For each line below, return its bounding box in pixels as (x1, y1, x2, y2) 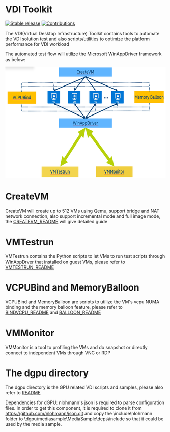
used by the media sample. (5, 421, 62, 427)
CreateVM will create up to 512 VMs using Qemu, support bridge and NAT (5, 208, 160, 214)
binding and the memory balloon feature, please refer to (5, 304, 123, 310)
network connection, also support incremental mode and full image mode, (5, 213, 160, 219)
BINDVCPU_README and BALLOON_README (5, 309, 101, 315)
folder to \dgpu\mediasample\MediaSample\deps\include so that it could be (5, 416, 164, 422)
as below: (5, 56, 25, 62)
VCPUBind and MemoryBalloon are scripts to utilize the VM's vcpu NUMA (5, 299, 159, 305)
